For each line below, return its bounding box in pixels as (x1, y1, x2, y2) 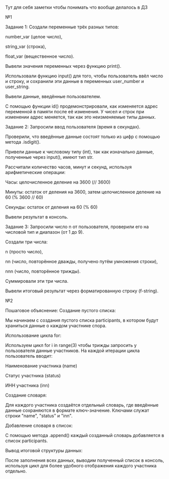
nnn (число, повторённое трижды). (5, 268, 81, 274)
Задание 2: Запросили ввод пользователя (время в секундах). (5, 124, 141, 129)
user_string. (5, 83, 30, 90)
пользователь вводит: (5, 353, 53, 359)
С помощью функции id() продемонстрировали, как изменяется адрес (5, 103, 158, 109)
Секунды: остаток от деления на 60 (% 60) (5, 204, 98, 210)
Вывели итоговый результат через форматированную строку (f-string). (5, 288, 159, 294)
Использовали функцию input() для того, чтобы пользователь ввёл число (5, 73, 163, 79)
